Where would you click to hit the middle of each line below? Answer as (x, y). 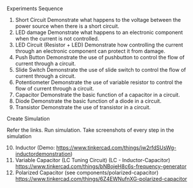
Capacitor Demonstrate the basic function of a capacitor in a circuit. (97, 95)
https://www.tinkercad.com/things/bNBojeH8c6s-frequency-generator (101, 166)
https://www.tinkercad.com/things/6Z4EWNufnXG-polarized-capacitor (101, 179)
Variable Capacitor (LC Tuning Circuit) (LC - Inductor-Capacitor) (93, 160)
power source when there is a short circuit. (67, 26)
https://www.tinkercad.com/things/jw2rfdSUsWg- (116, 147)
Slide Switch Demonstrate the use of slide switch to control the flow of (100, 70)
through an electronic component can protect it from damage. (90, 51)
